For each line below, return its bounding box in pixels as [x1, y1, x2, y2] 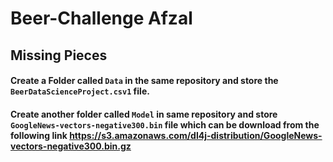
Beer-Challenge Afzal [10, 7, 193, 30]
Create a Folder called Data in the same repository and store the [10, 75, 279, 87]
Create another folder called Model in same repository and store [10, 108, 278, 120]
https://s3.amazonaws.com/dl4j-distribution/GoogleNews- [69, 129, 323, 141]
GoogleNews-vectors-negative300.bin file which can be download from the [10, 118, 320, 131]
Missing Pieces [10, 47, 108, 64]
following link [10, 129, 68, 141]
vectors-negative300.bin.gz [10, 140, 132, 152]
